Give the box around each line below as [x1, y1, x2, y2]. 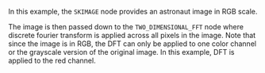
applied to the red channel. [8, 56, 97, 65]
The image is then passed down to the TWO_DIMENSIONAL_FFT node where [8, 22, 244, 31]
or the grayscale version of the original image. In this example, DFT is [8, 48, 235, 56]
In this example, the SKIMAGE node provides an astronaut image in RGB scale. [8, 7, 258, 16]
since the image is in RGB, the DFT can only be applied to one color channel [8, 39, 256, 48]
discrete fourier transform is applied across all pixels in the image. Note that [8, 31, 256, 40]
